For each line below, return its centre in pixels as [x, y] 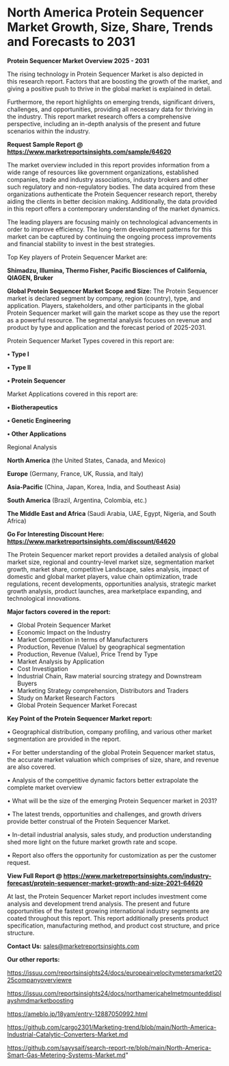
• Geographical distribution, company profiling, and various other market [110, 731]
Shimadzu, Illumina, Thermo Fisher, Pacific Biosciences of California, [107, 270]
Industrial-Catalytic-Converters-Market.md [68, 1034]
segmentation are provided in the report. [64, 739]
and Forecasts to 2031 [71, 42]
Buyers [27, 683]
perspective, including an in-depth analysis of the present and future [104, 123]
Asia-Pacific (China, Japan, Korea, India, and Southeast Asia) [94, 487]
